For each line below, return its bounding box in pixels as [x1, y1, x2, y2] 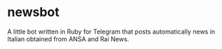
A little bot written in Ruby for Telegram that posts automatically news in [7, 27, 216, 36]
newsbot [7, 4, 60, 20]
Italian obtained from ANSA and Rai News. [7, 34, 129, 43]
